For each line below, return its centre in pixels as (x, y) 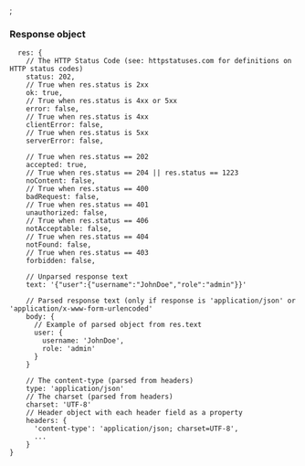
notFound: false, (59, 245)
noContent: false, (61, 181)
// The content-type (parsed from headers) (110, 381)
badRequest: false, (63, 197)
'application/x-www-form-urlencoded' (81, 309)
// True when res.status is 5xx (87, 133)
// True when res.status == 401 (87, 205)
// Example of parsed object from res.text (118, 325)
